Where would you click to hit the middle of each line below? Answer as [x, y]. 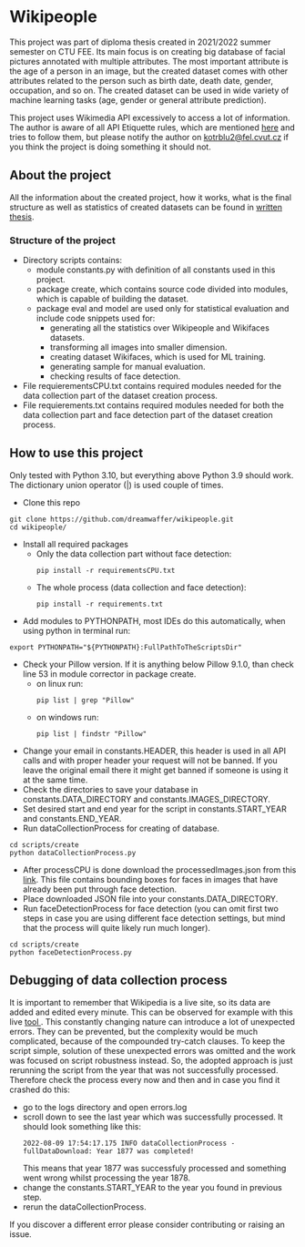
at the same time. [55, 780]
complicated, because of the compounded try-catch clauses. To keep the [147, 1041]
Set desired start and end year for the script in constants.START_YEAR [154, 809]
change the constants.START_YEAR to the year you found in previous [152, 1187]
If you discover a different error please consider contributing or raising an [147, 1224]
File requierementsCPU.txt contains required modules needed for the [152, 386]
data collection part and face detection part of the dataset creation [147, 415]
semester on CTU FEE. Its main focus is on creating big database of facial [147, 51]
